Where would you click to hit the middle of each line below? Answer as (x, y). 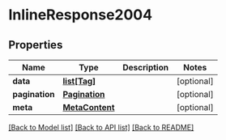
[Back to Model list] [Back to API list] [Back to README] (101, 127)
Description (145, 68)
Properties (36, 45)
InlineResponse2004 (80, 15)
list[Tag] (79, 81)
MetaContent (89, 107)
